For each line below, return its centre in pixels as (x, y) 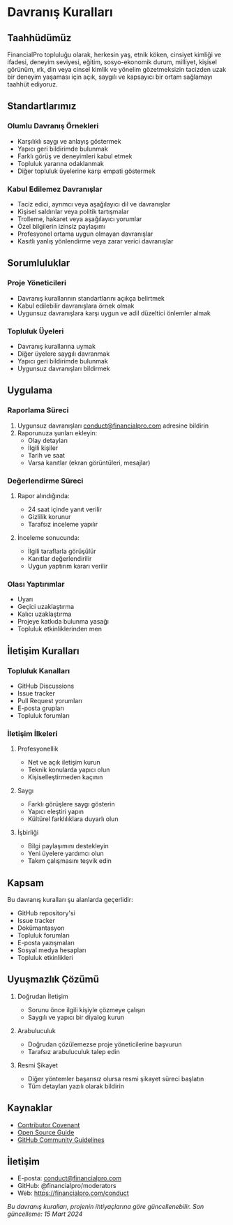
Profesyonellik (38, 749)
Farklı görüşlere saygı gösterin (71, 804)
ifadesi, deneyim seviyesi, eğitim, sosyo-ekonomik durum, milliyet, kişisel (112, 62)
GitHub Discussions (46, 686)
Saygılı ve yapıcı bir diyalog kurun (76, 1017)
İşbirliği (28, 833)
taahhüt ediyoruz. (32, 84)
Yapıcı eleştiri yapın (55, 812)
